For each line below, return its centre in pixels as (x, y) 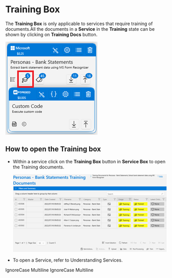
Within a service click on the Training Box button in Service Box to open (89, 161)
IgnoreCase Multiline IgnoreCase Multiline (49, 270)
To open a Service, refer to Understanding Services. (68, 260)
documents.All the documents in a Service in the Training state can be (80, 29)
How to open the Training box (53, 149)
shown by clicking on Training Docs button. (51, 34)
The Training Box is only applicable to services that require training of (79, 24)
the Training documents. (38, 167)
